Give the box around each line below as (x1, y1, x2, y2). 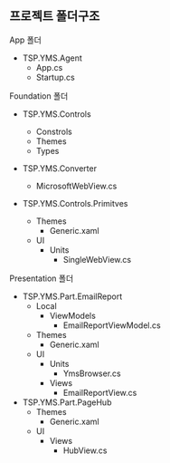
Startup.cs (35, 72, 75, 82)
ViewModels (49, 310, 97, 321)
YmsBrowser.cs (62, 368, 121, 379)
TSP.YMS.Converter (22, 162, 98, 174)
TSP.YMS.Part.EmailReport (22, 291, 123, 302)
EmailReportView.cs (62, 387, 137, 398)
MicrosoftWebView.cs (35, 180, 118, 191)
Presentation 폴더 (9, 273, 74, 284)
